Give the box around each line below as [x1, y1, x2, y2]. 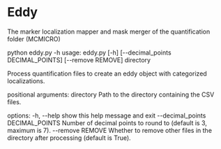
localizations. [7, 76, 45, 85]
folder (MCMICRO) [7, 34, 61, 43]
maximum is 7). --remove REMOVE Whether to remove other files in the [7, 126, 213, 134]
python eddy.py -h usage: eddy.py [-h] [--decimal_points [7, 48, 172, 57]
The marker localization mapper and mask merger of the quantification [7, 27, 211, 36]
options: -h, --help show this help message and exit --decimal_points [7, 111, 206, 120]
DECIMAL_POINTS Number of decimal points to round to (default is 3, [7, 118, 208, 127]
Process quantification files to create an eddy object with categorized [7, 69, 207, 78]
